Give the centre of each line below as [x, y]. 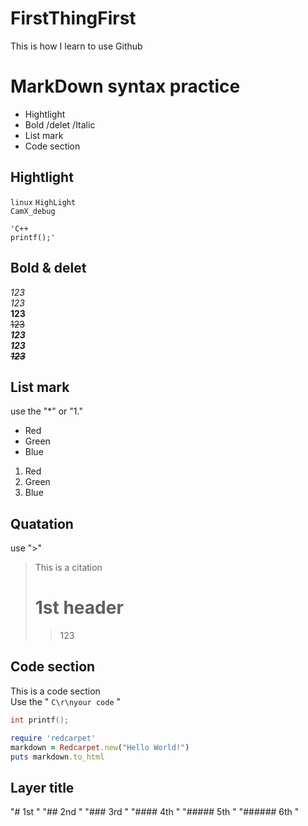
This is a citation [68, 568]
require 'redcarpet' [53, 738]
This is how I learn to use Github [76, 46]
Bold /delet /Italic [60, 124]
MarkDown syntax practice [125, 86]
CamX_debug [33, 211]
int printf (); [40, 720]
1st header [79, 608]
